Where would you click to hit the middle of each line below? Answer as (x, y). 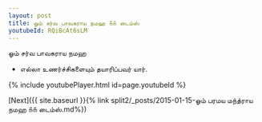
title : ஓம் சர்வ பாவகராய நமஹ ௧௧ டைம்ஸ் (74, 23)
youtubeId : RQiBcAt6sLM (48, 30)
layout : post (30, 16)
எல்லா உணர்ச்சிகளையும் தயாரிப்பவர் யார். (84, 69)
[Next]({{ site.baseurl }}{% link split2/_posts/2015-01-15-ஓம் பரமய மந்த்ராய (131, 100)
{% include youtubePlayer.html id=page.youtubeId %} (97, 85)
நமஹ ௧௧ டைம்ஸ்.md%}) (48, 109)
